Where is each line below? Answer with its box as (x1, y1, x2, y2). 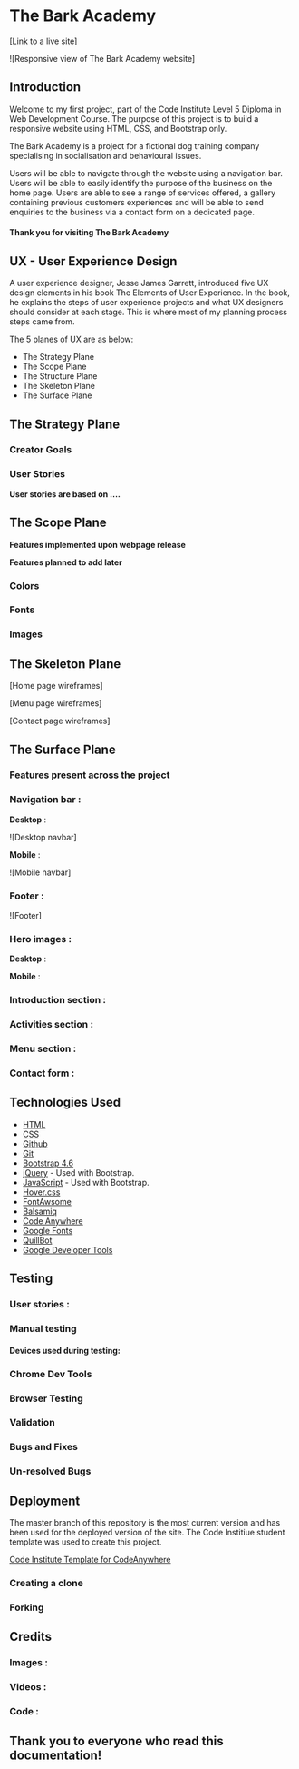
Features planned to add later (9, 556, 122, 568)
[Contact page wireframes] (9, 715, 111, 727)
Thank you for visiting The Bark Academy (9, 227, 169, 238)
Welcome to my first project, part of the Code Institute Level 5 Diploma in (9, 104, 282, 114)
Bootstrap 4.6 (22, 1158, 74, 1168)
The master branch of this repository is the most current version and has (9, 1517, 281, 1528)
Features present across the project (9, 769, 170, 781)
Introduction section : (9, 994, 107, 1007)
